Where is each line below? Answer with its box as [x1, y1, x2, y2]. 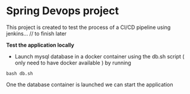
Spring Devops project [6, 4, 119, 18]
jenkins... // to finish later [6, 30, 67, 37]
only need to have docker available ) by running [14, 59, 132, 66]
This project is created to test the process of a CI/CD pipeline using [6, 24, 171, 31]
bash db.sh [6, 70, 33, 76]
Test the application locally [6, 41, 74, 48]
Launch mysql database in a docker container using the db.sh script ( [14, 53, 185, 60]
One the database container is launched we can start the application [6, 81, 173, 88]
